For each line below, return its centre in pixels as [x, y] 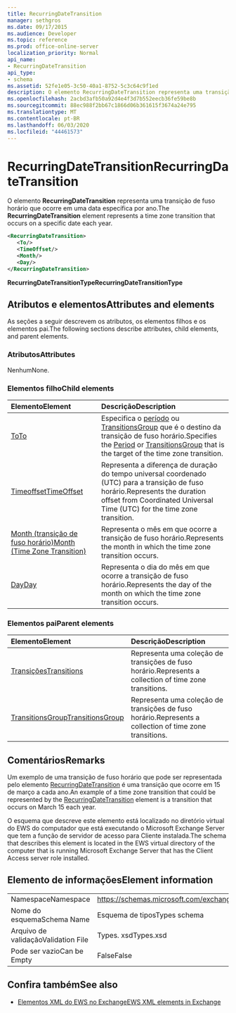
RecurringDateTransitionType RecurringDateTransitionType [95, 282]
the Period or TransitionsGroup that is [163, 444]
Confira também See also [63, 985]
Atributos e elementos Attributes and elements [111, 304]
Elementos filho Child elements [61, 388]
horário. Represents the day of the [156, 584]
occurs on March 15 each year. [52, 807]
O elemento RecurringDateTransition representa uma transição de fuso [111, 201]
